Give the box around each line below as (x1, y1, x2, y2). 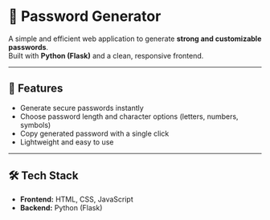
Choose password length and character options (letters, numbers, (19, 112, 239, 121)
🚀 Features (8, 82, 63, 96)
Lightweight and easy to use (19, 136, 114, 147)
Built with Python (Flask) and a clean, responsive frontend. (8, 51, 204, 60)
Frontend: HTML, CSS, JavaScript (19, 194, 134, 204)
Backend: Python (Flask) (19, 202, 103, 212)
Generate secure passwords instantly (19, 103, 145, 112)
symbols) (19, 120, 51, 129)
